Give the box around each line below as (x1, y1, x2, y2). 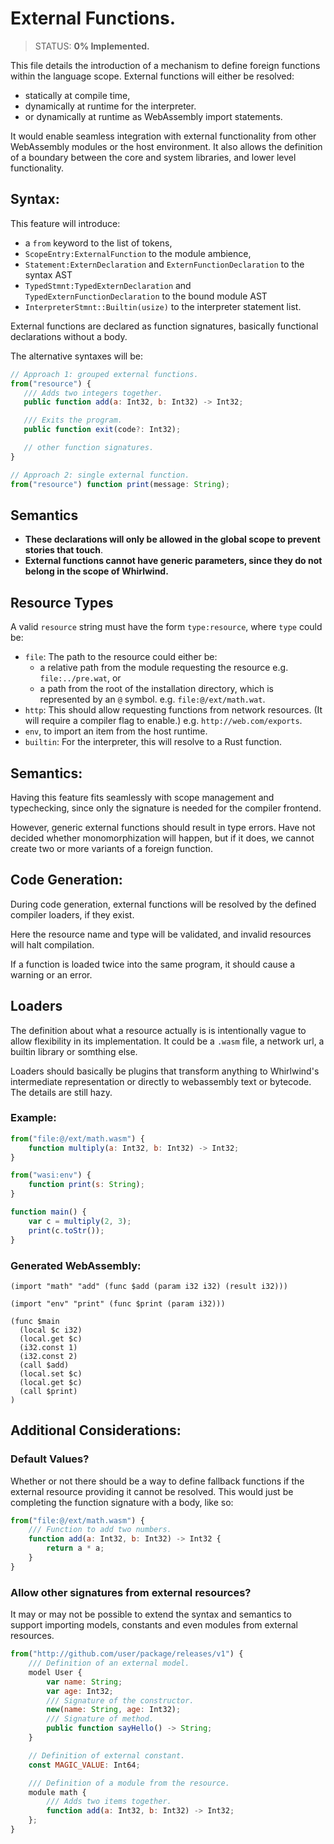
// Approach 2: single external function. (10, 470, 190, 480)
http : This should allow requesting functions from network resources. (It (24, 704, 323, 716)
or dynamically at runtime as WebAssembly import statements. (24, 110, 283, 122)
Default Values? (10, 1452, 90, 1466)
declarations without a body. (10, 330, 128, 342)
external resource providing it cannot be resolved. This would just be (10, 1485, 294, 1497)
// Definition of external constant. (28, 1750, 186, 1761)
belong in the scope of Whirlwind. (24, 565, 169, 577)
